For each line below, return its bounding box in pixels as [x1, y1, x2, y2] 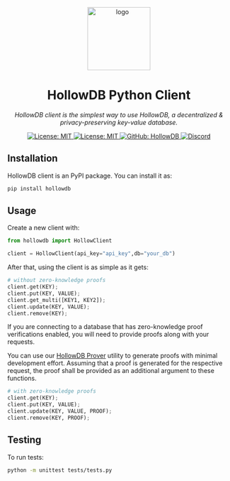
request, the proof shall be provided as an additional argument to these [7, 367, 214, 375]
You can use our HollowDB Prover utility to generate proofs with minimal [7, 352, 218, 360]
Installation [7, 153, 58, 165]
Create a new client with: [7, 224, 80, 232]
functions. [7, 374, 37, 383]
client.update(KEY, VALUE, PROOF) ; [7, 408, 113, 415]
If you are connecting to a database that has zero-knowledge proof [7, 323, 203, 331]
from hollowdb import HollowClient [7, 237, 113, 244]
